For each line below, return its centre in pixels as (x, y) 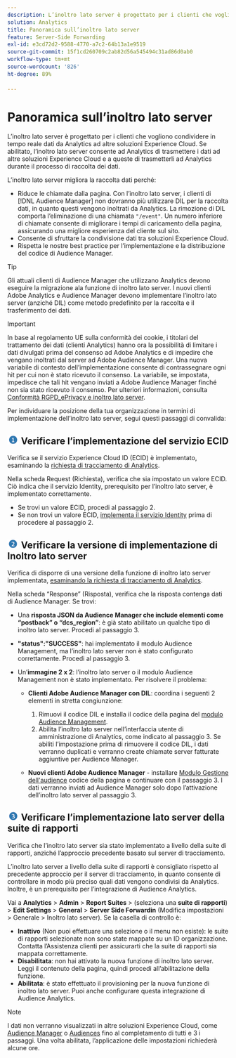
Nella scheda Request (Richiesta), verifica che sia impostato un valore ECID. (117, 479)
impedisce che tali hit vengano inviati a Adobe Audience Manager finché (112, 382)
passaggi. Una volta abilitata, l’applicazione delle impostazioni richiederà (112, 1040)
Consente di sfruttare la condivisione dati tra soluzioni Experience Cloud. (123, 238)
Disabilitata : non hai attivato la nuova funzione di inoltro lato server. (116, 961)
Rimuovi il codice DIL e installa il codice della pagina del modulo (131, 714)
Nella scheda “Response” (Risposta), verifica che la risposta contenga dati (115, 594)
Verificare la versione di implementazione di (119, 545)
